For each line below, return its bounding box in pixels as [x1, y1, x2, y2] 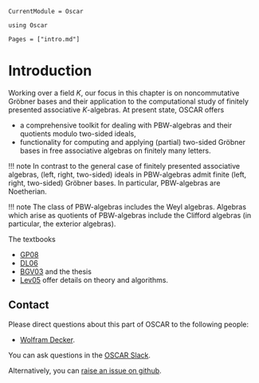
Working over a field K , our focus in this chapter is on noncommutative [8, 88, 240, 97]
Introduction [8, 62, 92, 80]
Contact [8, 299, 49, 312]
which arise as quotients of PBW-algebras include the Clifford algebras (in [8, 210, 252, 220]
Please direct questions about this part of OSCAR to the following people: [8, 319, 249, 329]
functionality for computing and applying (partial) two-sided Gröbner [19, 137, 245, 147]
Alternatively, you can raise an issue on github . [8, 365, 162, 375]
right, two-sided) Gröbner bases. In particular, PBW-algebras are [8, 178, 221, 187]
